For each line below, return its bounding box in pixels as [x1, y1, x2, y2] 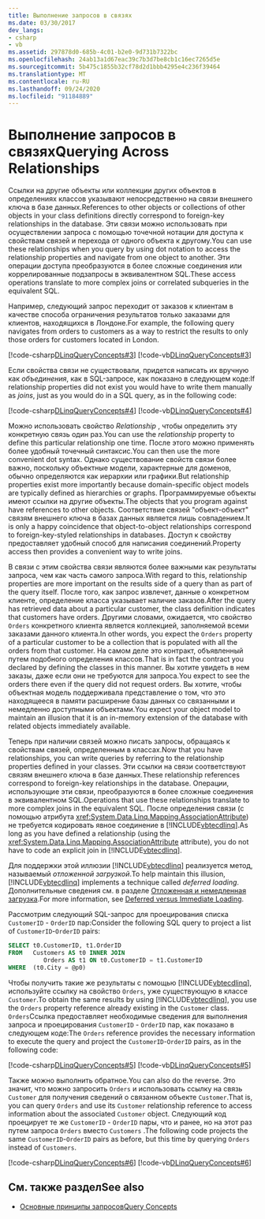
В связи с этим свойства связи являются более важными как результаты [8, 562, 256, 572]
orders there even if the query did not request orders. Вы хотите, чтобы [8, 680, 242, 689]
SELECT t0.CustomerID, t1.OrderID [8, 941, 122, 950]
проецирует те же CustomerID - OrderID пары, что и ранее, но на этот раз [8, 1117, 252, 1127]
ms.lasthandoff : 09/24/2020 [8, 84, 101, 93]
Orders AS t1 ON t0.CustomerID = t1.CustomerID [43, 956, 203, 964]
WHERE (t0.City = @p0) [8, 964, 87, 971]
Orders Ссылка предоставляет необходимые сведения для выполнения [8, 1011, 248, 1021]
